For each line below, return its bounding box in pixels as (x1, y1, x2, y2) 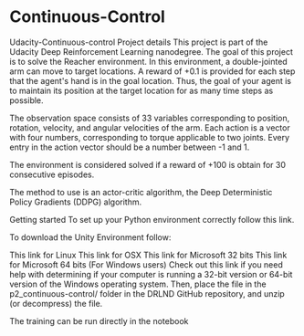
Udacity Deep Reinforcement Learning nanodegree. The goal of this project (9, 46, 294, 57)
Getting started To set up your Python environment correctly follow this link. (9, 214, 295, 225)
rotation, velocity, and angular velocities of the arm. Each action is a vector (9, 121, 290, 133)
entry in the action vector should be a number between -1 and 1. (9, 142, 250, 152)
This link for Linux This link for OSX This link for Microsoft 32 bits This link (9, 249, 288, 260)
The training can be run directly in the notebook (9, 315, 189, 326)
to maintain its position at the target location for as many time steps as (9, 85, 274, 96)
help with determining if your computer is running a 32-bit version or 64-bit (9, 268, 293, 279)
